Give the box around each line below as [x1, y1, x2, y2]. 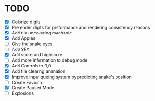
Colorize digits [11, 19, 41, 25]
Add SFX [11, 47, 30, 52]
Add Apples [11, 35, 36, 41]
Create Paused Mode [11, 84, 55, 90]
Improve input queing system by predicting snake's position [11, 74, 132, 80]
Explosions [11, 90, 34, 96]
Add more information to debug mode [11, 57, 88, 63]
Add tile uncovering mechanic [11, 30, 72, 36]
